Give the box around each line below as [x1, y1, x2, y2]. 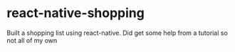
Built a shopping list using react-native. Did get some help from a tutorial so [6, 28, 229, 37]
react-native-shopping [6, 5, 145, 21]
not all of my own [6, 36, 58, 44]
